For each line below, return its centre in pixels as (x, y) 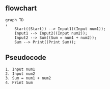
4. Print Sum (19, 82)
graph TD (15, 20)
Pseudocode (26, 58)
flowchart (21, 8)
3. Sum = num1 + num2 (28, 78)
